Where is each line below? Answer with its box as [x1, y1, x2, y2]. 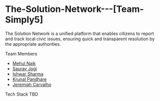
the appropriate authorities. [5, 41, 61, 47]
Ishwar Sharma [12, 71, 44, 77]
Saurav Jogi [12, 66, 37, 72]
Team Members [5, 51, 37, 57]
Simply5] [5, 14, 43, 25]
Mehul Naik [12, 60, 36, 66]
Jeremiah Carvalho [12, 81, 52, 88]
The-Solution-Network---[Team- [5, 3, 144, 15]
